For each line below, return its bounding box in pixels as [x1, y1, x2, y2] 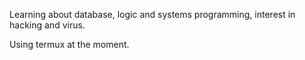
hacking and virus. [9, 19, 86, 31]
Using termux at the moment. [9, 39, 130, 50]
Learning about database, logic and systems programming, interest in [9, 9, 296, 20]
